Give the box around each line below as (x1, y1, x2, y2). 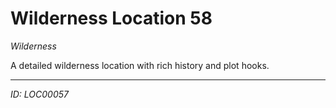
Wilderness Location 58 (10, 7, 213, 30)
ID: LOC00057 (10, 88, 69, 100)
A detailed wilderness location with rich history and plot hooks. (10, 59, 270, 71)
